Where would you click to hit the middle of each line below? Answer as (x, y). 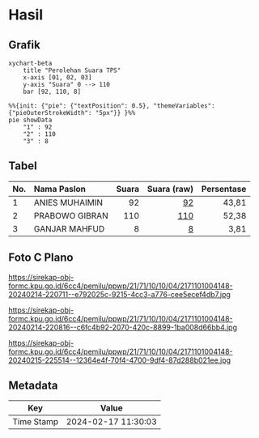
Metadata (33, 386)
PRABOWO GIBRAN (71, 215)
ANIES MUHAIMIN (68, 202)
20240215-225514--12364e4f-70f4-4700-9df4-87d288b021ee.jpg (120, 360)
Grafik (24, 45)
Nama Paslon (60, 189)
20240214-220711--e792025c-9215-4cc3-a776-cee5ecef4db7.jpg (119, 294)
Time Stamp (36, 422)
